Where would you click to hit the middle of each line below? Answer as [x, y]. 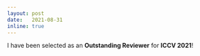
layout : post [26, 13]
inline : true [26, 26]
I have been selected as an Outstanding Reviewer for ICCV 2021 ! [100, 46]
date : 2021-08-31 [35, 20]
